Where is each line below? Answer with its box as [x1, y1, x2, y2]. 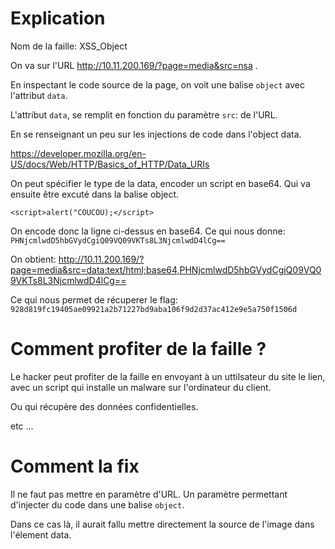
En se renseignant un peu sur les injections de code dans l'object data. [10, 128, 302, 140]
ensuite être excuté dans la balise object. [10, 188, 180, 200]
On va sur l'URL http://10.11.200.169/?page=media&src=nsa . [10, 59, 258, 71]
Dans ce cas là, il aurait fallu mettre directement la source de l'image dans [10, 518, 315, 530]
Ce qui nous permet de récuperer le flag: [10, 293, 178, 306]
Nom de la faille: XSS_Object [10, 40, 128, 52]
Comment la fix [10, 455, 140, 478]
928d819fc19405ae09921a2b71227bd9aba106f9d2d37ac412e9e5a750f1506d [10, 304, 298, 314]
